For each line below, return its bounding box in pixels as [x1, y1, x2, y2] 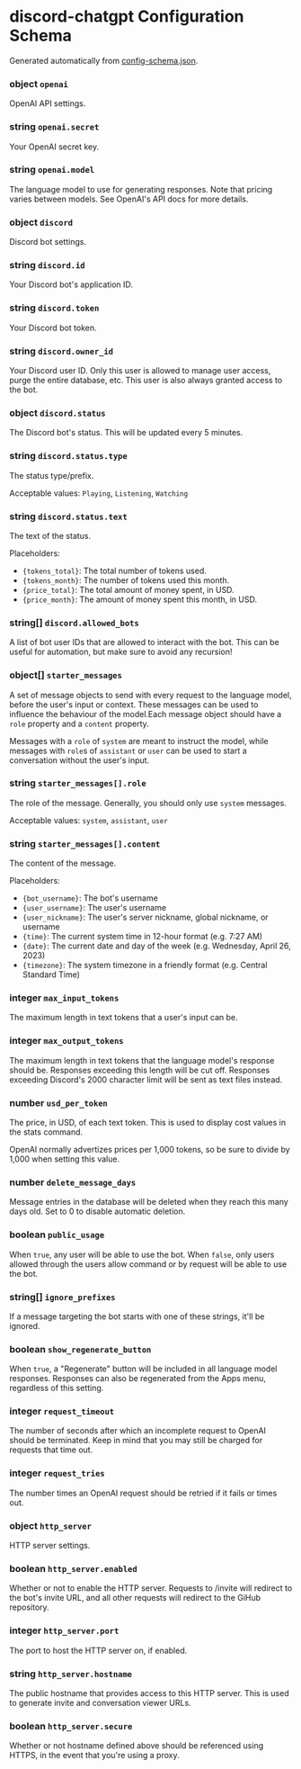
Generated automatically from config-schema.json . [9, 55, 199, 66]
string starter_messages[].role [9, 777, 146, 789]
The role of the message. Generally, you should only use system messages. [9, 797, 288, 808]
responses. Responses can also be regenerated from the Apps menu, [9, 1373, 267, 1384]
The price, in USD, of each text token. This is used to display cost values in [9, 1117, 287, 1127]
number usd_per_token [9, 1096, 108, 1109]
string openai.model [9, 164, 95, 176]
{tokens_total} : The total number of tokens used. [22, 565, 207, 576]
